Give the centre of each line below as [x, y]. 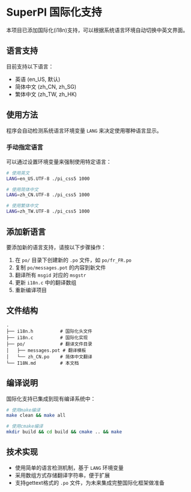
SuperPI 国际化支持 [54, 12]
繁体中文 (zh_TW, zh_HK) [46, 94]
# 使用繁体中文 [23, 206]
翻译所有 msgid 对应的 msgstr [50, 275]
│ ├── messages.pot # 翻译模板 [46, 350]
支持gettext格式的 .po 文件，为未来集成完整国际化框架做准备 [90, 482]
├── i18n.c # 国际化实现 [47, 337]
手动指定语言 [25, 148]
